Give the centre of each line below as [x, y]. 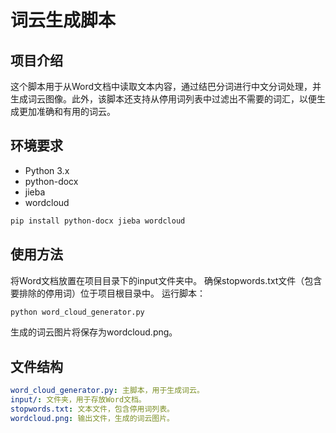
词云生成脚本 [63, 20]
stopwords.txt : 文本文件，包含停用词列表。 [92, 409]
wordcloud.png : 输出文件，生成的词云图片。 [92, 418]
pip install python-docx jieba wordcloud [98, 221]
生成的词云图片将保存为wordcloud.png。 [94, 332]
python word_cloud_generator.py [77, 312]
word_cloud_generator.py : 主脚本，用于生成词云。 [107, 391]
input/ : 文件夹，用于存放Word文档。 [78, 400]
